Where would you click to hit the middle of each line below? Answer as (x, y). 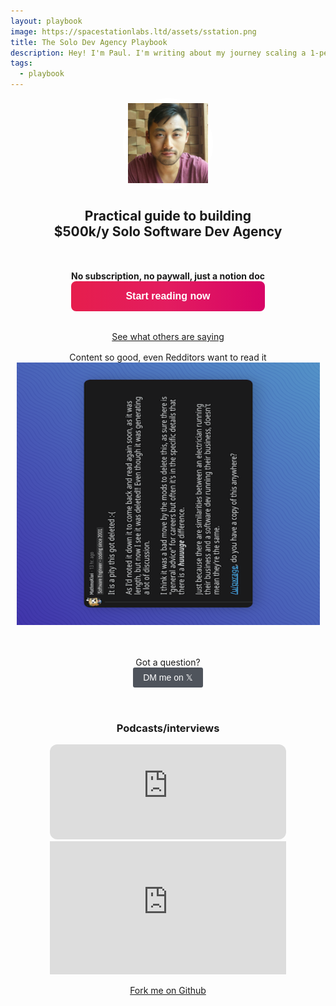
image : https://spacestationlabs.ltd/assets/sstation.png (133, 31)
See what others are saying (168, 336)
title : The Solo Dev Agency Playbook (89, 42)
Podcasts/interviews (168, 728)
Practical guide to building (168, 216)
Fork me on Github (168, 990)
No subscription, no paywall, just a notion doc (168, 276)
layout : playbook (46, 21)
